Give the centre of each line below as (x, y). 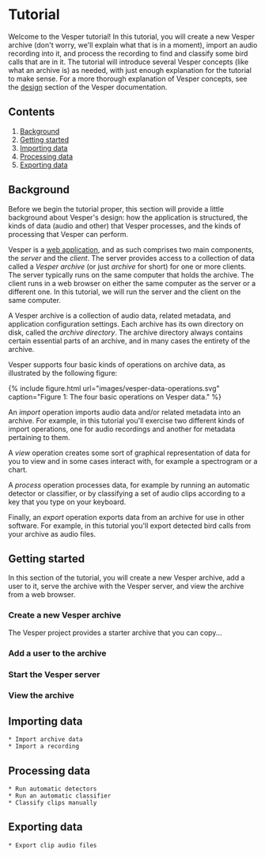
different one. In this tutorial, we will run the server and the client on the (125, 292)
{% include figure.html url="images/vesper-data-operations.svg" (114, 388)
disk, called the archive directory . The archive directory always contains (126, 332)
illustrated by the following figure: (63, 373)
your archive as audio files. (52, 534)
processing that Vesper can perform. (68, 234)
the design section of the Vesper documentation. (88, 87)
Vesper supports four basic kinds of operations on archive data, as (117, 364)
